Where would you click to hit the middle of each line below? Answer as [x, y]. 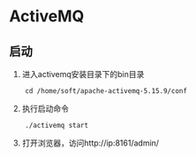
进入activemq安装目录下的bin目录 [83, 74]
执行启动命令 [45, 109]
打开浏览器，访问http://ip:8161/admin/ [90, 143]
